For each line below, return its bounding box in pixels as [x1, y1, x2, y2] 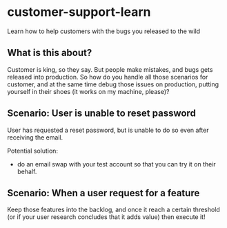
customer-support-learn [7, 4, 151, 20]
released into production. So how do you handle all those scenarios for [7, 73, 208, 81]
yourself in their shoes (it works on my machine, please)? [7, 87, 170, 95]
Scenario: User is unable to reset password [7, 108, 197, 120]
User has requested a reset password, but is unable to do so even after [7, 126, 209, 134]
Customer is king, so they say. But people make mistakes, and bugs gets [7, 65, 213, 73]
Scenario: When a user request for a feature [7, 187, 200, 199]
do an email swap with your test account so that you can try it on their [17, 160, 216, 168]
